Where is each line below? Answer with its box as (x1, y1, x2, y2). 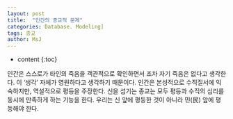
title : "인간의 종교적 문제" (7, 17, 83, 24)
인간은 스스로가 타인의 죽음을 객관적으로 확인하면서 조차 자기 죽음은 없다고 (7, 70, 208, 78)
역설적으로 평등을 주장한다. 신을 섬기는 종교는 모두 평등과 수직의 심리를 (33, 87, 225, 95)
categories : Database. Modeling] (7, 23, 104, 30)
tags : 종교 (7, 29, 36, 37)
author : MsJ (7, 36, 42, 43)
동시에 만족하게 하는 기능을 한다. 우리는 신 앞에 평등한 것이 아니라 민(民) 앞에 (7, 95, 214, 104)
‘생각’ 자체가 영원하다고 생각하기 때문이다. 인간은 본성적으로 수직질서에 (23, 78, 214, 87)
